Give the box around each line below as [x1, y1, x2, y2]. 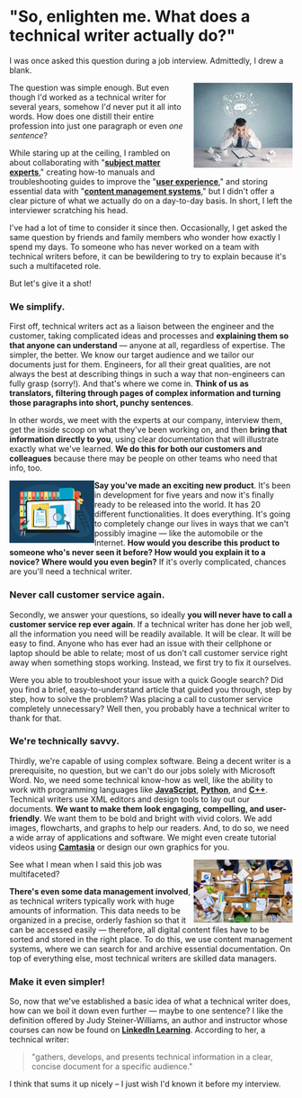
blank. [9, 65, 32, 76]
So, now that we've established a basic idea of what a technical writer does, [9, 996, 291, 1007]
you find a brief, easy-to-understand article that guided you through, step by [9, 684, 292, 695]
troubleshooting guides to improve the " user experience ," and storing [9, 175, 268, 186]
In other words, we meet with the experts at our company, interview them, [9, 415, 283, 426]
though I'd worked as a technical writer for [9, 92, 167, 103]
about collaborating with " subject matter [9, 157, 161, 167]
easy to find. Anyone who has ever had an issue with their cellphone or [9, 637, 272, 649]
